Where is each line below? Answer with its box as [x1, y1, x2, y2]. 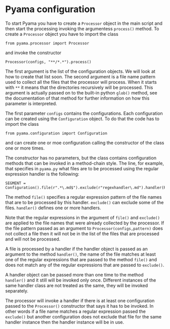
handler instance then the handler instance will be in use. [5, 319, 124, 325]
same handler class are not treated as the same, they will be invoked [5, 282, 148, 289]
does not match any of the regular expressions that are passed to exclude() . [5, 262, 164, 268]
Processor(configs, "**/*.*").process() [5, 59, 92, 64]
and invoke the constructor [5, 50, 62, 56]
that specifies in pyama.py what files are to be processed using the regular [5, 165, 159, 171]
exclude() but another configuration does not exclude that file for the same [5, 313, 162, 319]
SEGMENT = [5, 180, 26, 185]
